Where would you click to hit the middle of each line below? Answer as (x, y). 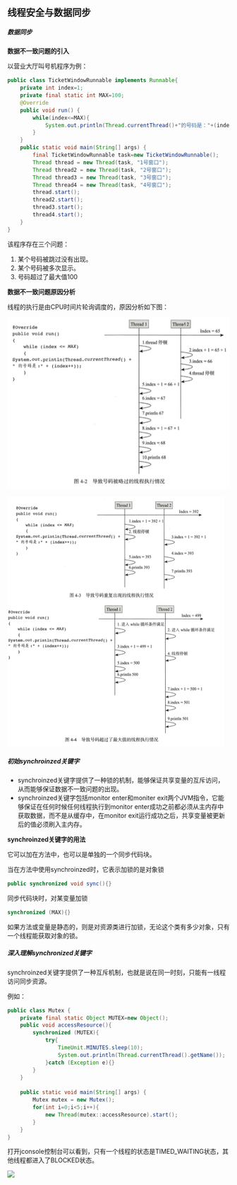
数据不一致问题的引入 (38, 51)
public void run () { (50, 110)
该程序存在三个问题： (38, 244)
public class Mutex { (39, 1010)
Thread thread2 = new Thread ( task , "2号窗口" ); (102, 170)
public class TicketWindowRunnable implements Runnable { (93, 81)
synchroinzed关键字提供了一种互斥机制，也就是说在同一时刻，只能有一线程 (117, 972)
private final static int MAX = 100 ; (72, 95)
